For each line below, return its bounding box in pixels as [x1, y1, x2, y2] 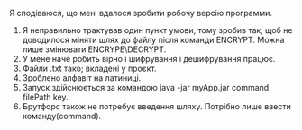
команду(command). [22, 111, 102, 121]
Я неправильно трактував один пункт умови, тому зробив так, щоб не [22, 25, 293, 35]
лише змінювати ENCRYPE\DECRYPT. [22, 44, 167, 55]
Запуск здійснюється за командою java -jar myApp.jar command [22, 82, 270, 92]
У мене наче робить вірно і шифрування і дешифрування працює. [22, 54, 276, 64]
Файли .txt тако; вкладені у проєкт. [22, 63, 157, 74]
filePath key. [22, 91, 69, 102]
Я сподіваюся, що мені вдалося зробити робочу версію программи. [9, 8, 273, 18]
